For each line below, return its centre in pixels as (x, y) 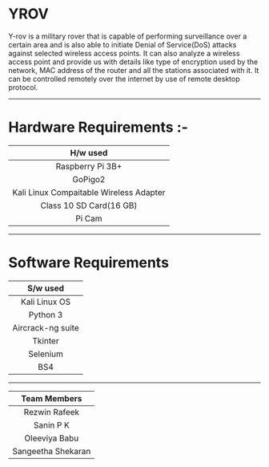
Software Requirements (89, 263)
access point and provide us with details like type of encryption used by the (133, 62)
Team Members (52, 398)
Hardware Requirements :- (98, 127)
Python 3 (46, 315)
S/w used (46, 288)
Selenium (46, 354)
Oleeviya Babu (52, 438)
